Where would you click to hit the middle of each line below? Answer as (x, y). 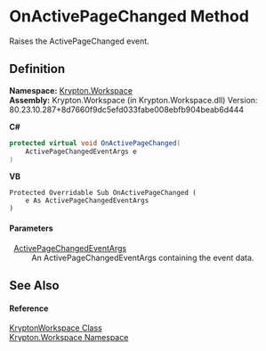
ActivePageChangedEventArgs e (81, 151)
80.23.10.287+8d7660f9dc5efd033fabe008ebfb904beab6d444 (127, 110)
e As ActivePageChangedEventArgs (87, 201)
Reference (29, 308)
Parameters (31, 228)
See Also (34, 286)
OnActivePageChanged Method (129, 16)
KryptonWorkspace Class (56, 328)
